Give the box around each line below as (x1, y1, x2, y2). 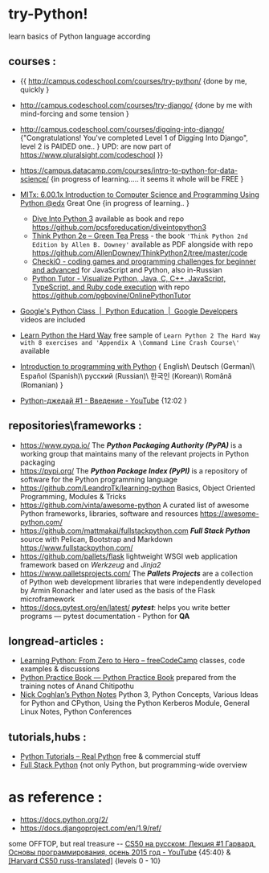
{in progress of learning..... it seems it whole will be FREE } (51, 174, 244, 183)
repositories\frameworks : (8, 419, 142, 432)
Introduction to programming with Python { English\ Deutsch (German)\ (19, 361, 255, 371)
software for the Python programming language (19, 474, 178, 484)
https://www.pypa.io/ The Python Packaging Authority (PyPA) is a (19, 440, 243, 450)
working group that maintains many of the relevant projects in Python (19, 449, 249, 458)
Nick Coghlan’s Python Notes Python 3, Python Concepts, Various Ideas (19, 690, 259, 699)
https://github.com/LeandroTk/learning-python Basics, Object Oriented (19, 483, 255, 493)
